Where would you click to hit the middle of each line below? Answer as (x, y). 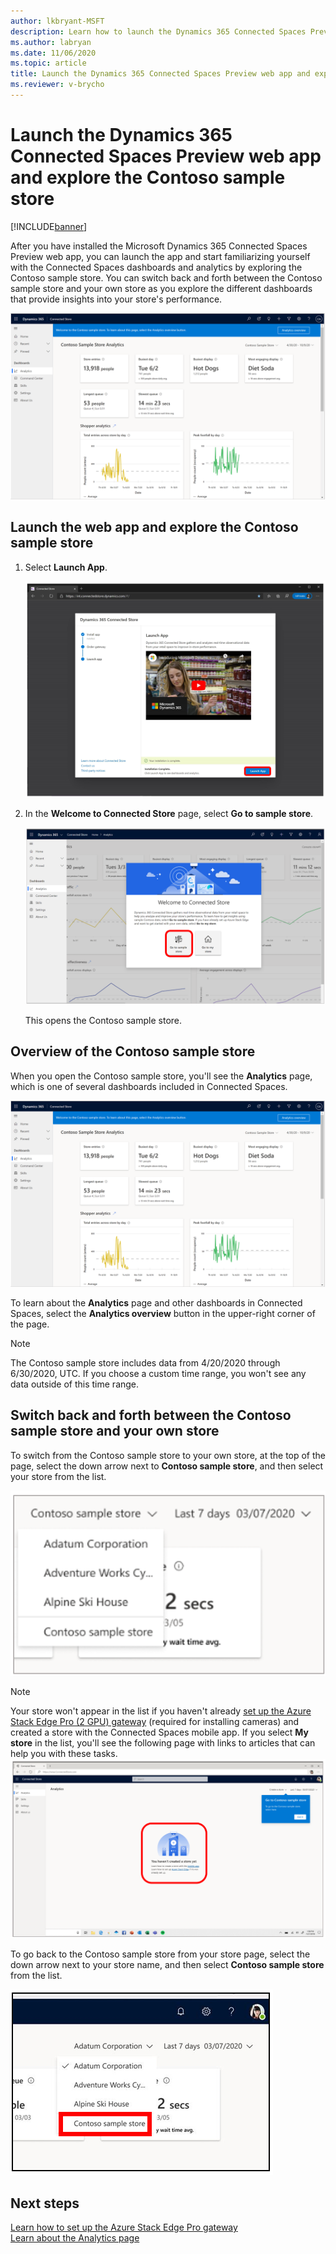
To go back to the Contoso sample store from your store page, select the (160, 1954)
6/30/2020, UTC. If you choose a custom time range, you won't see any (158, 1373)
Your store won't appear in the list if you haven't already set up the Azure (161, 1711)
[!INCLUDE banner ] (49, 226)
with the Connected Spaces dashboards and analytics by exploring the (156, 267)
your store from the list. (58, 1476)
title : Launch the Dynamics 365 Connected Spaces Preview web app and (160, 74)
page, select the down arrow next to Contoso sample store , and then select (167, 1466)
